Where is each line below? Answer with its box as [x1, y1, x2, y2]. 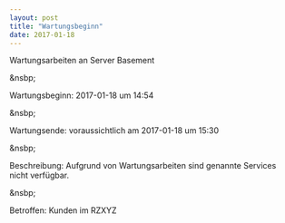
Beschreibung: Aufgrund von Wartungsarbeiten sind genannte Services [9, 160, 277, 171]
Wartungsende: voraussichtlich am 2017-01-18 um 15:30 [9, 125, 220, 136]
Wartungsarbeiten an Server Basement [9, 55, 155, 66]
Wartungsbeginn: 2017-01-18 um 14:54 [9, 90, 154, 101]
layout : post [9, 13, 59, 23]
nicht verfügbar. [9, 170, 70, 181]
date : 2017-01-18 [9, 30, 75, 39]
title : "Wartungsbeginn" [9, 22, 103, 31]
